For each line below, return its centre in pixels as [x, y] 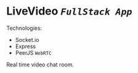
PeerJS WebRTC [33, 52]
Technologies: [24, 28]
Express [25, 46]
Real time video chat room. [40, 64]
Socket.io [27, 40]
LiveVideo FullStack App [69, 11]
